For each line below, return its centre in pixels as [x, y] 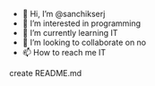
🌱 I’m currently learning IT [70, 33]
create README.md [46, 73]
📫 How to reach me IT [64, 52]
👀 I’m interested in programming [82, 23]
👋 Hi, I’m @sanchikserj [64, 14]
